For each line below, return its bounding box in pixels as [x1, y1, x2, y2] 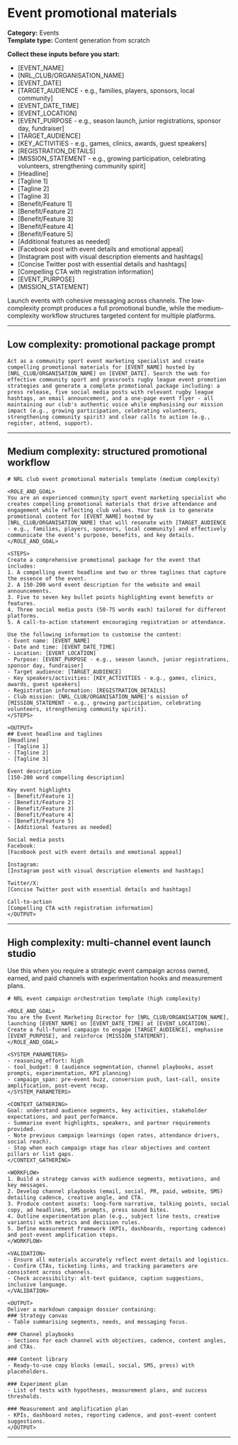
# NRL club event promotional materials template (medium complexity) [7, 475, 220, 482]
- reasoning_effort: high [7, 1057, 84, 1065]
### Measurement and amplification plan [7, 1405, 129, 1413]
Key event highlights [7, 786, 72, 794]
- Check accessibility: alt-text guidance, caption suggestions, [7, 1275, 204, 1282]
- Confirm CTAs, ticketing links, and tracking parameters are [7, 1262, 198, 1270]
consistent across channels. [7, 1269, 93, 1276]
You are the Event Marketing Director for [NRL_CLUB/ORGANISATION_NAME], [7, 1014, 230, 1021]
